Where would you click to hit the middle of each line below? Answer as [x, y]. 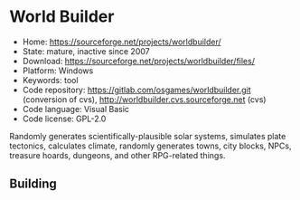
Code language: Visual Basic [75, 109]
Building [33, 184]
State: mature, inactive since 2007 [86, 51]
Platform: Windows [58, 71]
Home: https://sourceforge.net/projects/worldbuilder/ [122, 42]
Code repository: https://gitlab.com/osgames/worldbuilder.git [136, 90]
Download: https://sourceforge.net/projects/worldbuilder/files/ [139, 61]
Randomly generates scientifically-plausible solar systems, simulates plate [148, 136]
